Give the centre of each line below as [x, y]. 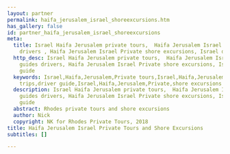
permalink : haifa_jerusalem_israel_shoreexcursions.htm [88, 20]
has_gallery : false [35, 26]
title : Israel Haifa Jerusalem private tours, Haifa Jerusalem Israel [118, 45]
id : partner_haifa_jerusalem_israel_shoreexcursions [84, 33]
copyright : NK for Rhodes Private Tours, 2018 [81, 121]
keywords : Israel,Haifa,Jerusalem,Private [75, 77]
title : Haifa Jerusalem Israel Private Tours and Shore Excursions [105, 128]
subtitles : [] [27, 134]
